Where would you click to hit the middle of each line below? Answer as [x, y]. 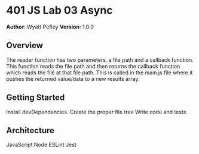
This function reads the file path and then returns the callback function [93, 66]
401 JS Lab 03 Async [59, 10]
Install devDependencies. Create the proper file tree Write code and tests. [97, 112]
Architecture [30, 131]
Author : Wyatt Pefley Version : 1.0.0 [50, 27]
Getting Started [36, 98]
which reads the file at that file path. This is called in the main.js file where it [99, 73]
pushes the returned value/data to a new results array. [73, 78]
